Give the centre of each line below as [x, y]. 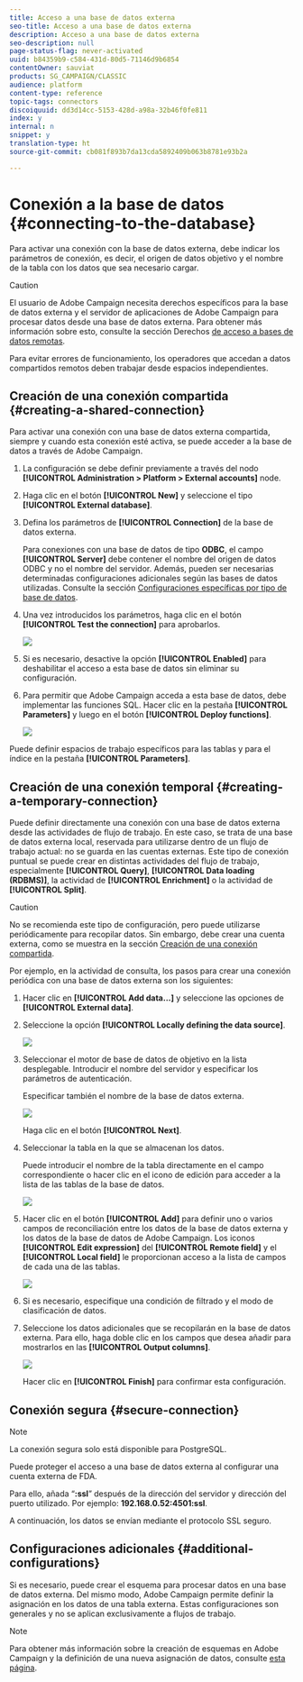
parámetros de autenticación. [77, 1079]
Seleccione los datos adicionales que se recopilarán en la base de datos [156, 1328]
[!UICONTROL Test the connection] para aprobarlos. [121, 625]
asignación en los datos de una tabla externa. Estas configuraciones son [144, 1604]
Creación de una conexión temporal [112, 786]
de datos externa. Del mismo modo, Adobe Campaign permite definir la [142, 1594]
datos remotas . [37, 341]
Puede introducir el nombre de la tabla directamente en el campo [143, 1166]
